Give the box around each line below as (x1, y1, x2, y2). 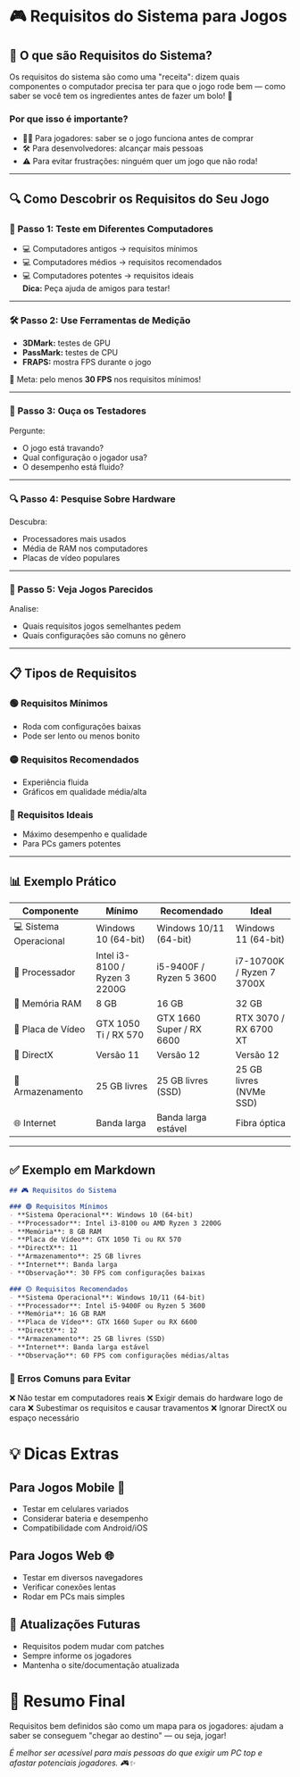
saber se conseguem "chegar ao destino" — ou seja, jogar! (9, 1730, 227, 1740)
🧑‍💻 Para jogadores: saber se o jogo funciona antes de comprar (21, 133, 254, 144)
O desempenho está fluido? (21, 461, 124, 472)
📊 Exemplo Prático (9, 873, 117, 888)
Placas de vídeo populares (21, 552, 121, 563)
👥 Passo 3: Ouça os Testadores (9, 405, 147, 417)
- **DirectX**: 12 (9, 1326, 78, 1335)
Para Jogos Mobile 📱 (9, 1480, 126, 1495)
